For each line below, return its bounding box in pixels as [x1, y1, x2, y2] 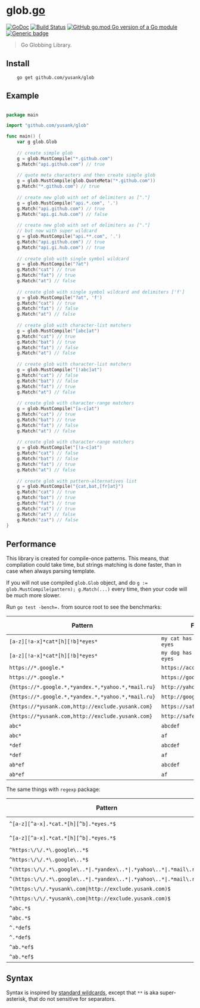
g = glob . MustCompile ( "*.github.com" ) [17, 155, 113, 161]
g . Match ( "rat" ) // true [17, 506, 76, 512]
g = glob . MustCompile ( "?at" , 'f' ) [17, 294, 102, 301]
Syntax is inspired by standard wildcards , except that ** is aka [6, 989, 159, 996]
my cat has [161, 635, 192, 642]
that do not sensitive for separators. [28, 995, 116, 1003]
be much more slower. [6, 592, 61, 599]
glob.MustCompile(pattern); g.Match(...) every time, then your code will [6, 585, 187, 592]
